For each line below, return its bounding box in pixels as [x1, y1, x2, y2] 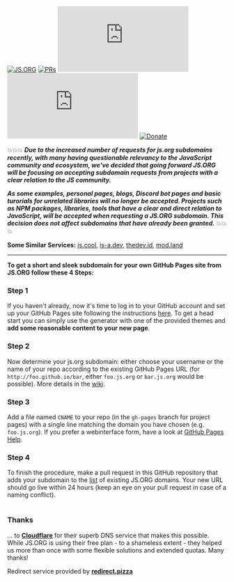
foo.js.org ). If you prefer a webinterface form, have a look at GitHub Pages [7, 428, 224, 436]
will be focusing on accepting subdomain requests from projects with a [7, 168, 218, 177]
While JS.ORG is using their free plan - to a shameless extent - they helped [7, 538, 222, 547]
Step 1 [7, 286, 29, 296]
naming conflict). [7, 490, 56, 499]
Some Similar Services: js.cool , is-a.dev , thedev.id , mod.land [7, 241, 183, 249]
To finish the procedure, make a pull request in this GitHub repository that [7, 468, 218, 477]
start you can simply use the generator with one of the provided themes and [7, 317, 226, 325]
